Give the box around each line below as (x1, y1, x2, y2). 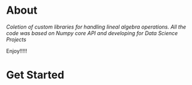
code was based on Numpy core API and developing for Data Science (6, 29, 178, 36)
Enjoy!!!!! (6, 47, 28, 54)
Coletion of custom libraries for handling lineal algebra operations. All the (6, 23, 186, 30)
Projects (6, 36, 27, 43)
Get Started (6, 68, 64, 82)
